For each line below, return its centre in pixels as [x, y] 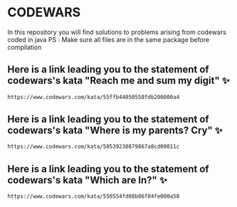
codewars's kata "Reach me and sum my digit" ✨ [118, 81]
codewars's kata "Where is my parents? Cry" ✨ [115, 131]
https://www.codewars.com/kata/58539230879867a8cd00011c [94, 147]
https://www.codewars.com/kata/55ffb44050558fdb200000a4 [94, 97]
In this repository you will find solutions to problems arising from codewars [117, 32]
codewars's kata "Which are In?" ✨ [87, 180]
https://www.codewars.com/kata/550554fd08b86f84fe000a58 [94, 196]
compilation [25, 47]
